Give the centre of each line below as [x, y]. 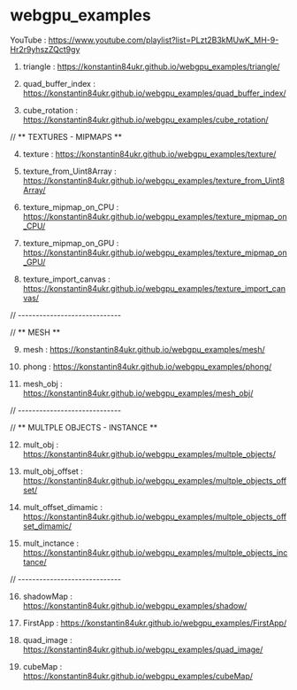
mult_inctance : [50, 543]
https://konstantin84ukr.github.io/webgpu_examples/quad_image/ [143, 649]
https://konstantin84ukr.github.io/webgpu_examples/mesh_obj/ [138, 393]
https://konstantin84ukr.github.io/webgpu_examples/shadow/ [135, 605]
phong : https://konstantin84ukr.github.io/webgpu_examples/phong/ [147, 366]
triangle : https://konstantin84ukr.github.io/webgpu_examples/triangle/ [152, 66]
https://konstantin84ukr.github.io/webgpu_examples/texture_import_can [154, 288]
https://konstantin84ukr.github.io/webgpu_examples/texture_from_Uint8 [154, 180]
